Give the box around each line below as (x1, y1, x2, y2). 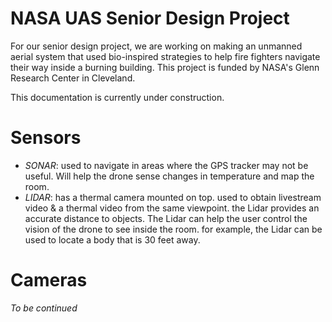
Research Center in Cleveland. (10, 72, 136, 84)
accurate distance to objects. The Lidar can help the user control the (24, 212, 308, 224)
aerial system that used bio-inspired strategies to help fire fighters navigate (10, 50, 321, 62)
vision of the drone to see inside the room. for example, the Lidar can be (24, 223, 323, 235)
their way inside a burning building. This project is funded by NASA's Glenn (10, 61, 320, 73)
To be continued (10, 302, 78, 314)
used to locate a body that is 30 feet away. (24, 233, 201, 246)
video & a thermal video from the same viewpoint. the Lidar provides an (24, 202, 320, 214)
